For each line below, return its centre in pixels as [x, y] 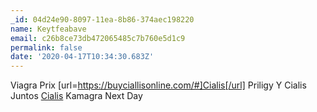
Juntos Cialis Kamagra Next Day [76, 96]
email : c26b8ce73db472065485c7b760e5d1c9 [98, 38]
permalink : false [46, 47]
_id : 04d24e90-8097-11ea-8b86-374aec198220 [102, 19]
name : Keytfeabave [48, 29]
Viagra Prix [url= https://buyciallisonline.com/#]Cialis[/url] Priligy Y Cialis [158, 85]
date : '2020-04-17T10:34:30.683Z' [82, 57]
